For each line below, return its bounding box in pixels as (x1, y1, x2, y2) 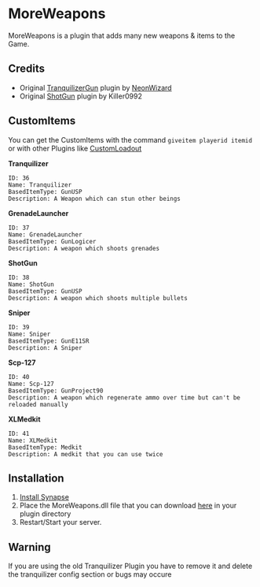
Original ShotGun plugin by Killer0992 (19, 91, 143, 101)
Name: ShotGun (8, 280, 55, 288)
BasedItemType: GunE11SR (8, 336, 90, 345)
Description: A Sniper (8, 344, 82, 351)
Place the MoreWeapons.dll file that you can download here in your (19, 501, 237, 511)
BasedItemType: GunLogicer (8, 237, 97, 245)
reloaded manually (8, 400, 68, 408)
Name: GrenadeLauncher (8, 230, 82, 239)
